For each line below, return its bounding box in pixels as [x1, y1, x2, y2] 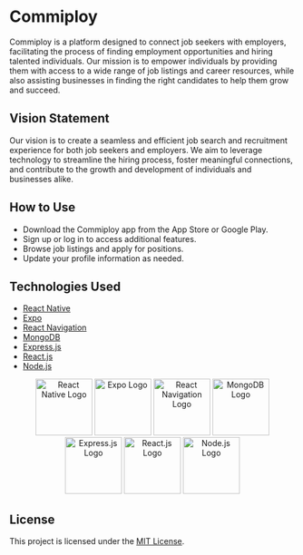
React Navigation [22, 322, 87, 333]
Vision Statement [9, 111, 110, 126]
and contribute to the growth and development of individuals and [9, 163, 252, 174]
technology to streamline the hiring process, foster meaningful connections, [9, 154, 293, 165]
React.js [22, 351, 54, 362]
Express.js [22, 342, 62, 353]
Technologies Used [9, 278, 121, 294]
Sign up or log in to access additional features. [22, 233, 197, 244]
